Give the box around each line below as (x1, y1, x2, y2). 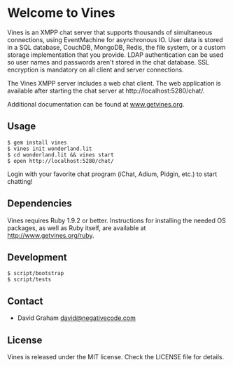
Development (7, 251, 68, 263)
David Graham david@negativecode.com (17, 314, 136, 322)
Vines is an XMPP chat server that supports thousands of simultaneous (7, 28, 213, 36)
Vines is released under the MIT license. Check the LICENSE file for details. (7, 353, 225, 361)
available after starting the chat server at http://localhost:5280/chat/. (7, 86, 205, 95)
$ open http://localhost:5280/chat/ (7, 157, 114, 164)
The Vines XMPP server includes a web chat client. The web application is (7, 79, 222, 87)
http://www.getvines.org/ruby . (7, 231, 94, 239)
